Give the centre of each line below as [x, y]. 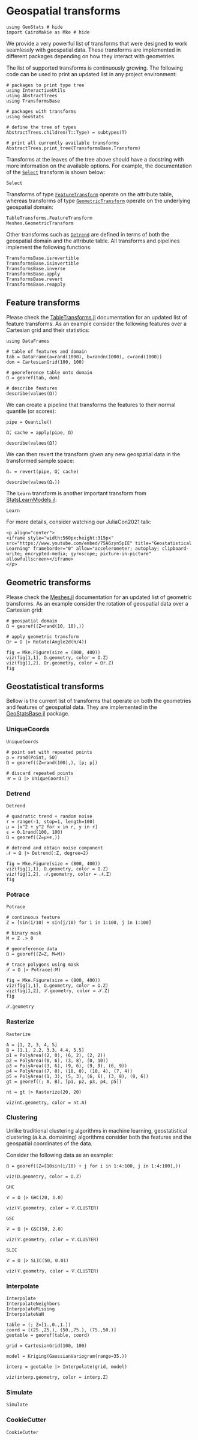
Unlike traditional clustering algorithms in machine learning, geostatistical [97, 1130]
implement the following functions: [49, 247]
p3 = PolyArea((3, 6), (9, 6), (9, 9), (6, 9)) [67, 1066]
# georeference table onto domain [49, 372]
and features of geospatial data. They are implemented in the [82, 707]
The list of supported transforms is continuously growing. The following [94, 68]
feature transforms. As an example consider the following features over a [97, 324]
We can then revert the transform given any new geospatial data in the [93, 454]
